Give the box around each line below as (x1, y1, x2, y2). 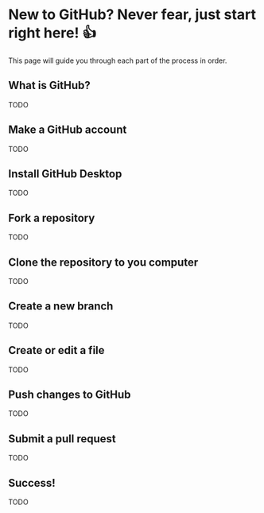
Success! (8, 476, 56, 490)
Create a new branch (8, 300, 114, 313)
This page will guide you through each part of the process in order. (8, 56, 227, 65)
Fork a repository (8, 211, 95, 224)
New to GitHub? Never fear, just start (8, 6, 257, 24)
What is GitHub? (8, 79, 91, 92)
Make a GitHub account (8, 123, 127, 137)
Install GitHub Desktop (8, 167, 122, 181)
